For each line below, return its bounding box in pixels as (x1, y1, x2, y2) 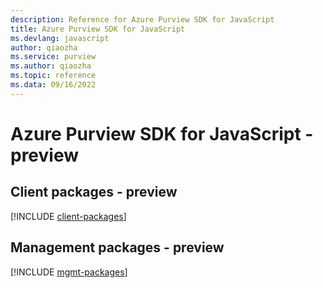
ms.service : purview (10, 52, 97, 62)
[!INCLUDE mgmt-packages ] (10, 266, 128, 278)
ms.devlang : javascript (10, 33, 110, 43)
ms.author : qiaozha (10, 61, 92, 71)
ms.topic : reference (10, 71, 97, 81)
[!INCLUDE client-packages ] (10, 210, 127, 222)
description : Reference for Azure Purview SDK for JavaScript (10, 14, 275, 25)
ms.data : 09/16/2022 (10, 80, 97, 90)
